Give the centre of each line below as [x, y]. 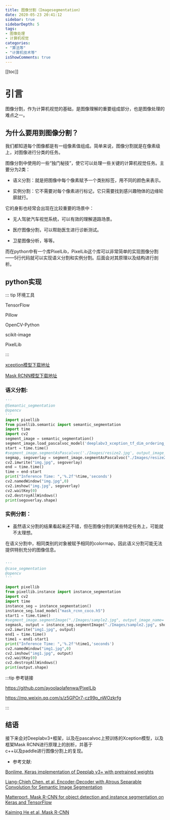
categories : [18, 43]
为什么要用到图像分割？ [42, 133]
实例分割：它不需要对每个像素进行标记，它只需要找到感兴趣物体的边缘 [86, 191]
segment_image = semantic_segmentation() [50, 439]
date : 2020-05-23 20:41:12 [34, 15]
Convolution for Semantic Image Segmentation [54, 787]
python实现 [24, 282]
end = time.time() [25, 467]
